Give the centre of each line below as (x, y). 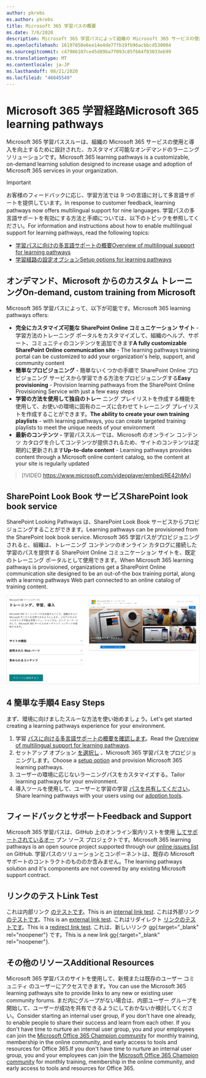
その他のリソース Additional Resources (80, 962)
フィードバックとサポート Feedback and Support (99, 816)
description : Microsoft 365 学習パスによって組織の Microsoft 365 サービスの (100, 39)
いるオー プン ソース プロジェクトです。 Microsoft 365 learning (112, 840)
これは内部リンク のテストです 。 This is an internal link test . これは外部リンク (103, 912)
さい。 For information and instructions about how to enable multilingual (101, 226)
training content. (27, 587)
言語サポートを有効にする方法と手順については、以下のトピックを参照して (100, 218)
